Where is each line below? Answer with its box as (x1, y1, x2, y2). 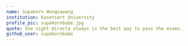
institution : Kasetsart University (6, 14, 95, 20)
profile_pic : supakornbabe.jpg (6, 20, 84, 26)
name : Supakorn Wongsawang (6, 8, 73, 15)
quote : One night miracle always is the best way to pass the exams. (6, 25, 183, 32)
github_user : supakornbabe (6, 31, 73, 37)
